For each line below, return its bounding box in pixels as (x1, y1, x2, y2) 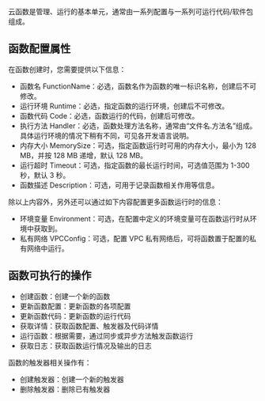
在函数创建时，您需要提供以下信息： (8, 64, 127, 74)
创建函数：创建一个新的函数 (19, 291, 111, 301)
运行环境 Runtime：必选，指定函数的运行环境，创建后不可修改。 (19, 101, 229, 111)
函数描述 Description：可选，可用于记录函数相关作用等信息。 (19, 180, 219, 190)
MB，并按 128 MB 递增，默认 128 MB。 (19, 150, 148, 160)
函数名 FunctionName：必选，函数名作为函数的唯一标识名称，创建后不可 (19, 81, 257, 91)
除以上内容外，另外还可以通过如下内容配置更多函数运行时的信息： (8, 197, 223, 206)
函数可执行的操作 (8, 269, 92, 282)
